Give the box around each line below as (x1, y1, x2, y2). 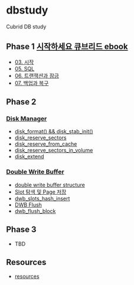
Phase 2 (6, 97, 37, 107)
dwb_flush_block (14, 207, 56, 214)
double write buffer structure (14, 181, 86, 188)
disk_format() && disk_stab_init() (14, 128, 93, 135)
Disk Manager (6, 114, 47, 123)
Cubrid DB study (6, 23, 47, 30)
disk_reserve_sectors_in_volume (14, 147, 93, 154)
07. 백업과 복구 (14, 79, 49, 86)
